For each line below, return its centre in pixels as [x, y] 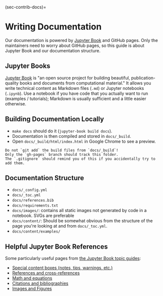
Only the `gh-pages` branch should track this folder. [62, 154]
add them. [15, 163]
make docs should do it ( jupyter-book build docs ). [62, 131]
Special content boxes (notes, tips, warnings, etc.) [62, 268]
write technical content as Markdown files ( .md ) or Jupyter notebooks [75, 88]
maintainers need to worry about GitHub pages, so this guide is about [75, 45]
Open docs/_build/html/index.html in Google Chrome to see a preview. [84, 141]
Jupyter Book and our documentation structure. [53, 50]
